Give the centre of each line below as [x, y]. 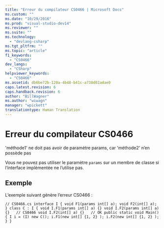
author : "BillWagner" [27, 96]
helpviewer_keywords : [27, 74]
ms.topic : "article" [26, 51]
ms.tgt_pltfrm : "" [24, 46]
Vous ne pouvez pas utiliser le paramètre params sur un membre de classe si [82, 162]
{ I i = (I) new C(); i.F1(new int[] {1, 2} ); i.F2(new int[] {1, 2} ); [82, 217]
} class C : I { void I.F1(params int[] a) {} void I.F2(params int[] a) [82, 208]
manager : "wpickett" [26, 105]
